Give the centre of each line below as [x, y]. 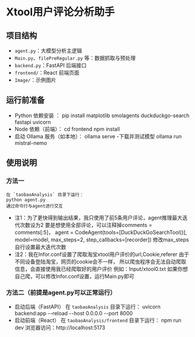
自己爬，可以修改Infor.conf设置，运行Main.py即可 [74, 276]
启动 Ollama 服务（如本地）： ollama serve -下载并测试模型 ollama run [98, 136]
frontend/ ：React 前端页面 [47, 73]
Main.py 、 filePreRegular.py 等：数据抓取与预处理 [75, 58]
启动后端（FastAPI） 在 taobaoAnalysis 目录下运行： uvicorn [88, 307]
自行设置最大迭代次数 [40, 247]
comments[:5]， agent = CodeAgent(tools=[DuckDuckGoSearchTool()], [101, 232]
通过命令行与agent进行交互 [35, 206]
